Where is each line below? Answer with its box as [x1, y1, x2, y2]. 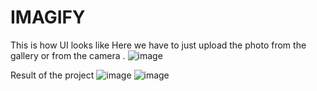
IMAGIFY [10, 6, 86, 29]
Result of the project [10, 69, 95, 81]
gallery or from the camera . [10, 49, 126, 61]
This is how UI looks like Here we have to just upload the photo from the [10, 39, 307, 51]
